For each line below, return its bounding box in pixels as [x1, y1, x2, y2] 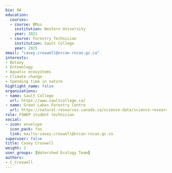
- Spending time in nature [5, 79, 63, 84]
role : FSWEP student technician [5, 112, 74, 118]
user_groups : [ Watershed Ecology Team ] [5, 150, 91, 156]
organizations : [5, 88, 38, 94]
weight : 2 [5, 145, 27, 151]
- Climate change [5, 74, 42, 79]
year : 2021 [14, 31, 38, 36]
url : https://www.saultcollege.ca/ [10, 98, 86, 103]
